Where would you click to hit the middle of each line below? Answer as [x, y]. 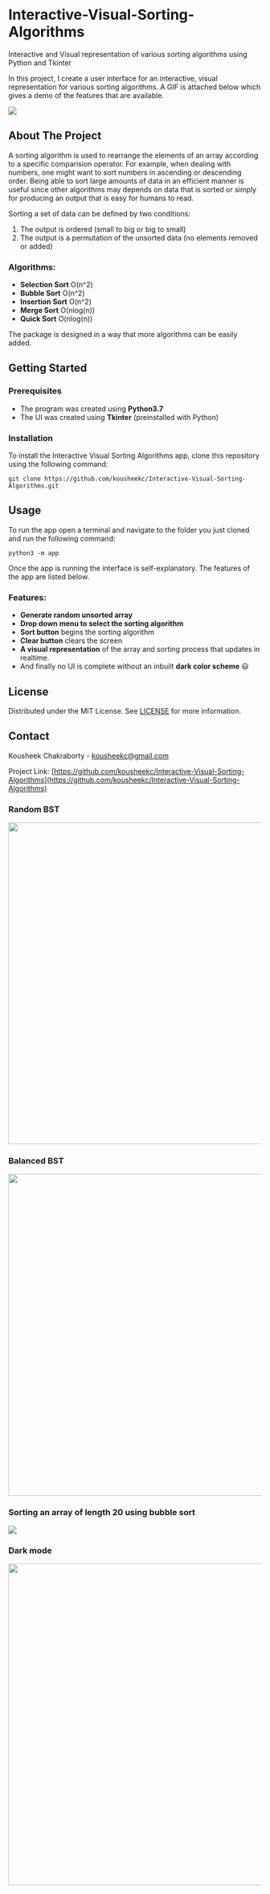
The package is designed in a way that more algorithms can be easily [123, 335]
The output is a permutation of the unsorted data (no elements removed [139, 237]
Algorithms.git [34, 486]
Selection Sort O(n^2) [57, 285]
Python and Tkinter [40, 63]
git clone [25, 479]
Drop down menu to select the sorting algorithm [102, 624]
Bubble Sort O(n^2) [52, 293]
